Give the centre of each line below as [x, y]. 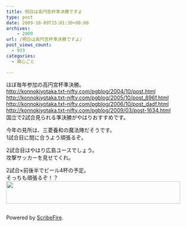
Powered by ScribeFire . [35, 217]
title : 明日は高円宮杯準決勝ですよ [44, 12]
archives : [18, 28]
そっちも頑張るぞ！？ [32, 178]
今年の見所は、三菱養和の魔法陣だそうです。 [61, 130]
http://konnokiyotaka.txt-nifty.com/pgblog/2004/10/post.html [81, 91]
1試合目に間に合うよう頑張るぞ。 [46, 137]
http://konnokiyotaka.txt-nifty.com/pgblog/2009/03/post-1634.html [89, 110]
